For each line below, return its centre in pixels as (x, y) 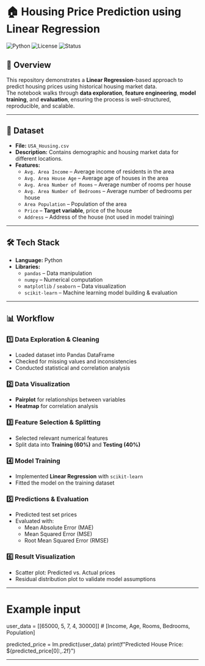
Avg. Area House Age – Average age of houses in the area (96, 178)
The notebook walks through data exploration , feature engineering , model (101, 93)
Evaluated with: (34, 521)
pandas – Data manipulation (58, 273)
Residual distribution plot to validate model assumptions (85, 579)
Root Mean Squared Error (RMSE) (66, 541)
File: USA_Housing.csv (42, 145)
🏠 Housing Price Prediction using (94, 12)
